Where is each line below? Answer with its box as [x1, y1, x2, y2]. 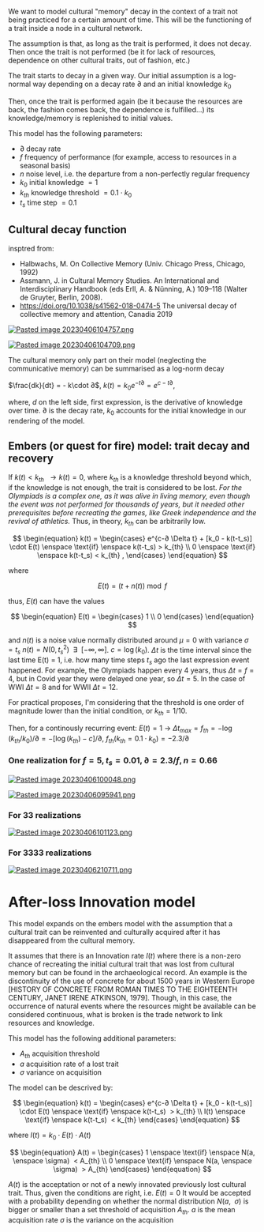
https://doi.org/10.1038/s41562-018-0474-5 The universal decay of [19, 301, 237, 311]
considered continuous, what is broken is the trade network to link [8, 1010, 223, 1019]
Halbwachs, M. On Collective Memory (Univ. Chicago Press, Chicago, [19, 259, 246, 268]
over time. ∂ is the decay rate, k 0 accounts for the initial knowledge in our [8, 406, 247, 417]
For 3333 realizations [8, 847, 92, 858]
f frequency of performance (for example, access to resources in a [19, 152, 237, 161]
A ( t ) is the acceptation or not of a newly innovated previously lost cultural [8, 1179, 247, 1189]
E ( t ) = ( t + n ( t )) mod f [97, 581, 168, 590]
